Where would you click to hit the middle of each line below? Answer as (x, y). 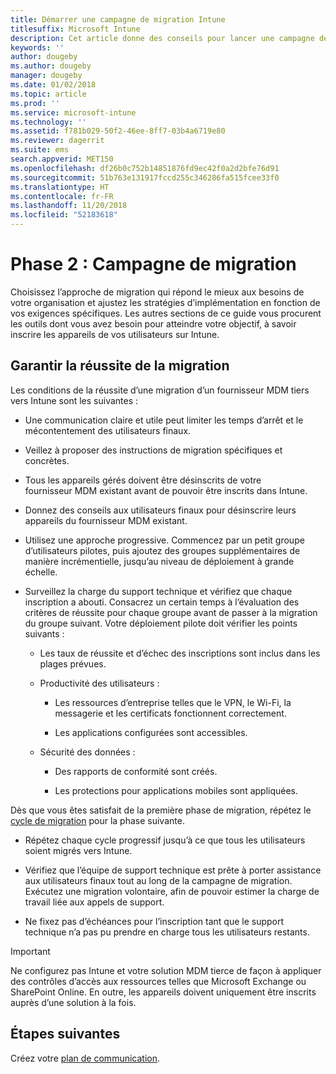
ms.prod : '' (35, 103)
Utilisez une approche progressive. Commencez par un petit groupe (164, 540)
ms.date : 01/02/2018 (53, 85)
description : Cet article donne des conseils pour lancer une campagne (162, 38)
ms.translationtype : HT (60, 187)
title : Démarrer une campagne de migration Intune (118, 19)
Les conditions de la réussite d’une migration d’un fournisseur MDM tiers (160, 390)
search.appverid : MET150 (62, 159)
